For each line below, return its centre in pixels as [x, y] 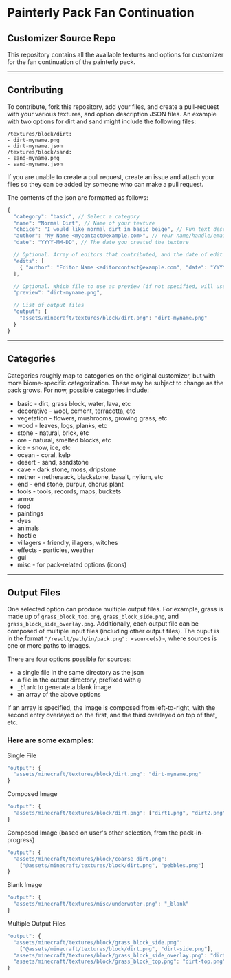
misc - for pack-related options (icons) [72, 564]
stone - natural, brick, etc [53, 433]
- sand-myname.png [33, 158]
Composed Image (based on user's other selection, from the [93, 833]
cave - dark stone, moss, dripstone [67, 469]
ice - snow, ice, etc [44, 447]
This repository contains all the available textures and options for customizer [115, 54]
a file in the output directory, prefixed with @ [79, 680]
